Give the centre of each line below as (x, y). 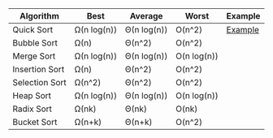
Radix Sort (32, 109)
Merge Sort (34, 56)
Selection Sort (39, 82)
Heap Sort (32, 95)
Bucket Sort (35, 122)
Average (146, 16)
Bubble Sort (35, 43)
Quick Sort (33, 30)
